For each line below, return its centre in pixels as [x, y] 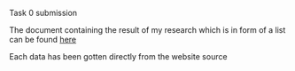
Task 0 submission [43, 13]
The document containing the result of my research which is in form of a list [147, 30]
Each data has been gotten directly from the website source [118, 56]
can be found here [43, 39]
